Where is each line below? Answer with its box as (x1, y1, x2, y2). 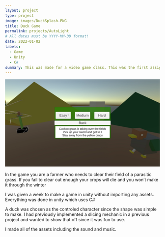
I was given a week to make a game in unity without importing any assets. (5, 191, 154, 197)
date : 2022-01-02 (5, 39, 41, 44)
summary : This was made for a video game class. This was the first (5, 65, 148, 70)
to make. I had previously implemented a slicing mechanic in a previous (5, 211, 149, 217)
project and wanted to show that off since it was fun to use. (5, 216, 125, 222)
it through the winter (5, 182, 47, 188)
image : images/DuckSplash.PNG (5, 18, 67, 23)
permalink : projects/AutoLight (5, 29, 69, 34)
